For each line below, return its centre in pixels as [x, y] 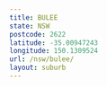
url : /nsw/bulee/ [42, 59]
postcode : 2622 [38, 34]
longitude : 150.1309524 [54, 51]
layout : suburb [38, 68]
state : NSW [30, 26]
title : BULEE [34, 17]
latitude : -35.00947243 [54, 43]
